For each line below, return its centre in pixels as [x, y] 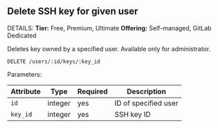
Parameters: [25, 74]
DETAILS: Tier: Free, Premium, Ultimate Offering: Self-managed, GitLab [109, 28]
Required [93, 91]
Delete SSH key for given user [73, 11]
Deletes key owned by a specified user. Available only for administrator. [109, 48]
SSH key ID [133, 114]
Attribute [26, 91]
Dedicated [22, 35]
